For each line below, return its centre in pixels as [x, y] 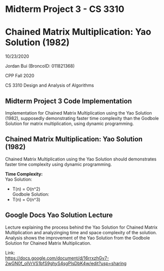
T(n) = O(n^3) [26, 199]
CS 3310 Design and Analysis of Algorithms [50, 85]
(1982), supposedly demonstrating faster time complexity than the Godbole [82, 118]
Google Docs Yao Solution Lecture [59, 215]
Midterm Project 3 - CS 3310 [65, 9]
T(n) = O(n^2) [26, 189]
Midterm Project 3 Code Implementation [69, 101]
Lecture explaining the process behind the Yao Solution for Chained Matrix [82, 227]
